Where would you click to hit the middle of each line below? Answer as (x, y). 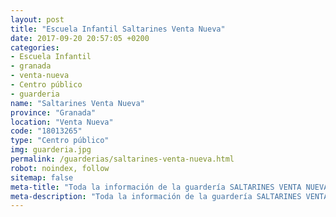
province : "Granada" (53, 112)
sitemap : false (42, 177)
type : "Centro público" (60, 141)
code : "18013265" (46, 131)
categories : (35, 47)
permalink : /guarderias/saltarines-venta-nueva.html (122, 159)
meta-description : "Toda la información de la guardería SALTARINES (156, 196)
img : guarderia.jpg (51, 150)
